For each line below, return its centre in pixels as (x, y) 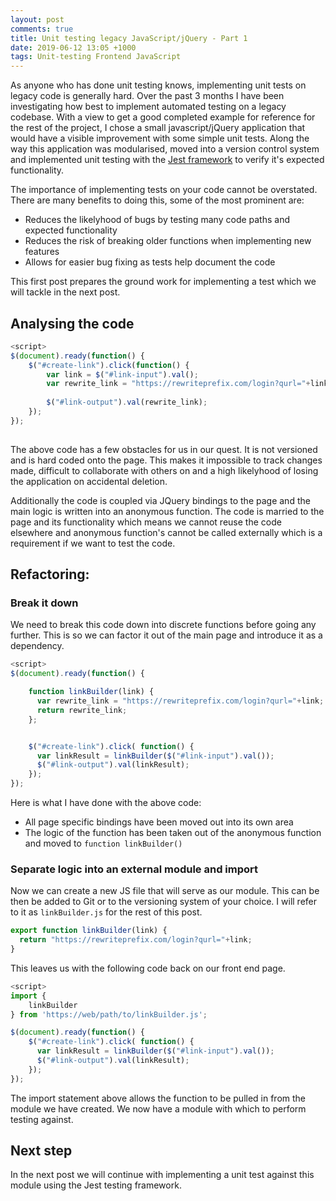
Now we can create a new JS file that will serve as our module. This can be (165, 891)
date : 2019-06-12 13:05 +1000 (73, 47)
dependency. (37, 646)
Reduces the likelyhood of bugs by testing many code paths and (157, 220)
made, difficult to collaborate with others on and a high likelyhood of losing (164, 470)
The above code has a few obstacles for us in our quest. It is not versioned (164, 449)
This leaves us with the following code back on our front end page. (148, 968)
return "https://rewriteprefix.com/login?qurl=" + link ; (136, 940)
